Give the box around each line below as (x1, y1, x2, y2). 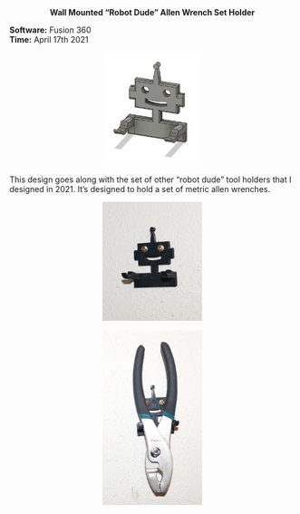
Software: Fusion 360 (9, 24, 92, 35)
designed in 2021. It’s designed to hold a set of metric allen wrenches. (9, 184, 270, 195)
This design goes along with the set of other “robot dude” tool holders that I (9, 174, 292, 185)
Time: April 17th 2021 (9, 34, 89, 44)
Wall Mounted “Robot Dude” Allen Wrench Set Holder (49, 7, 256, 17)
